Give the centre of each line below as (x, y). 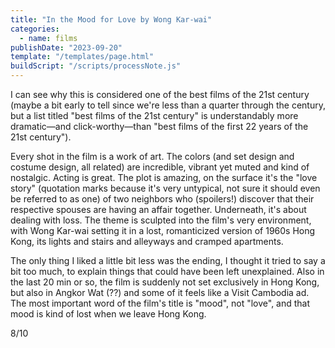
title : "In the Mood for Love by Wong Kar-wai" (111, 19)
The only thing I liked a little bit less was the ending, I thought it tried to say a (168, 260)
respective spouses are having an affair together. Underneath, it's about (158, 209)
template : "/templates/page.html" (82, 57)
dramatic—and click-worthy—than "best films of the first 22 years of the (159, 126)
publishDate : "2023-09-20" (66, 47)
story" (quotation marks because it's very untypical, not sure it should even (165, 188)
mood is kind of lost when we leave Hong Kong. (108, 314)
